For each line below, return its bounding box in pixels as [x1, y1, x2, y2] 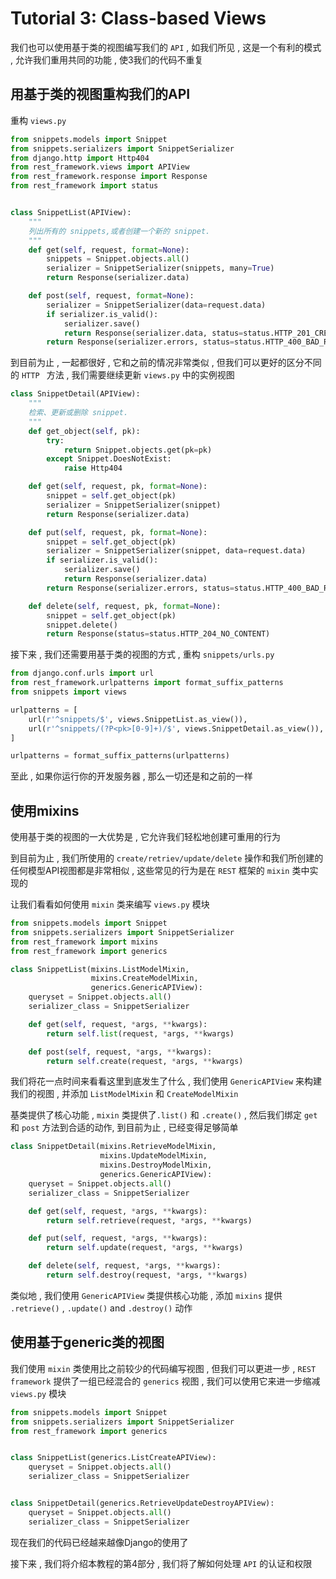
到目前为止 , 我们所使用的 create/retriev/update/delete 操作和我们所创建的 [10, 852, 324, 864]
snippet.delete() [46, 620, 118, 630]
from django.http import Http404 [10, 153, 150, 163]
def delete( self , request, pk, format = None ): [28, 601, 222, 611]
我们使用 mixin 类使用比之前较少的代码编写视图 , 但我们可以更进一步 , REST [10, 1362, 317, 1374]
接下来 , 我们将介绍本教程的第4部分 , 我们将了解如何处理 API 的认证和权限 [10, 1557, 313, 1569]
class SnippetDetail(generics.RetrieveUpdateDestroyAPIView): [10, 1498, 275, 1508]
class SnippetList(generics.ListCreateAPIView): [10, 1453, 217, 1463]
